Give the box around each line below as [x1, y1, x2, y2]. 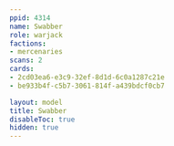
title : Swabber [9, 106, 67, 115]
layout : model [9, 98, 64, 107]
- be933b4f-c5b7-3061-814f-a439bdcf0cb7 [9, 81, 166, 90]
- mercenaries [9, 47, 64, 57]
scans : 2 [9, 56, 43, 65]
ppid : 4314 [9, 13, 51, 23]
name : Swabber [9, 22, 64, 31]
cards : [9, 65, 35, 74]
